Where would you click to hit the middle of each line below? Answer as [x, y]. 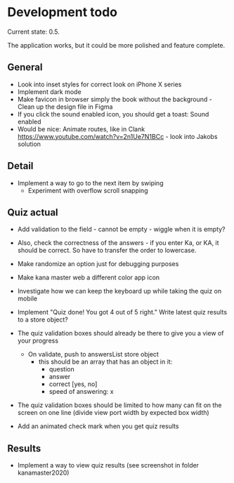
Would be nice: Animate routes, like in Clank [81, 129]
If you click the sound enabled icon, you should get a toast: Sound [113, 114]
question [62, 369]
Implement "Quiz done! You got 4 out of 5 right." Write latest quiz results [122, 312]
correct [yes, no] [73, 384]
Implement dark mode [50, 91]
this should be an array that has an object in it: [105, 362]
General [25, 67]
